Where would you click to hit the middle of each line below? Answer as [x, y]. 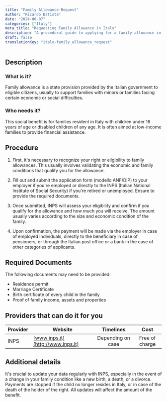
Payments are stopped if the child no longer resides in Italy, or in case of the [83, 384]
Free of [147, 338]
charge [147, 344]
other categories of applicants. [44, 247]
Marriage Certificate [33, 290]
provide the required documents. [46, 196]
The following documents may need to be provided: [58, 275]
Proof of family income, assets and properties [59, 300]
